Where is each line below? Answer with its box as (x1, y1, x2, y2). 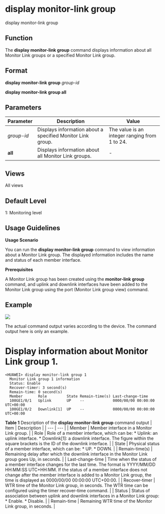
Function (5, 34, 33, 42)
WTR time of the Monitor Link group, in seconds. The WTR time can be (5, 482, 148, 488)
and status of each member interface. (5, 257, 82, 263)
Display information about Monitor (5, 345, 148, 357)
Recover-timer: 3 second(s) (9, 385, 67, 390)
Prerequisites (5, 267, 33, 272)
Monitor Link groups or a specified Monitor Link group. (5, 52, 116, 58)
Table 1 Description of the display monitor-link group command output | (5, 420, 152, 425)
